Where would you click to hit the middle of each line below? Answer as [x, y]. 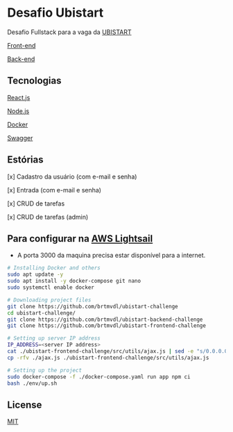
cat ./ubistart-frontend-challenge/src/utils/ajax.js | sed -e [101, 351]
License [25, 405]
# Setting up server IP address [54, 338]
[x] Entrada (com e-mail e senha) [54, 190]
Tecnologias [34, 81]
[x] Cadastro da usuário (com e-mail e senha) [72, 176]
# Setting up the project [44, 370]
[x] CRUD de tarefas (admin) [48, 217]
